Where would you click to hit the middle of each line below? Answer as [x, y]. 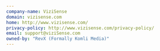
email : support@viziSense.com [43, 33]
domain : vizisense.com [34, 17]
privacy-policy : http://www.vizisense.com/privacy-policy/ [80, 28]
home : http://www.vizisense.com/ [47, 22]
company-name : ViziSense [37, 11]
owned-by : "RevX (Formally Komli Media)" [58, 39]
